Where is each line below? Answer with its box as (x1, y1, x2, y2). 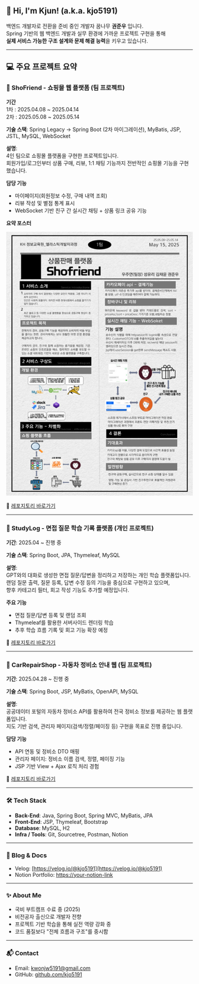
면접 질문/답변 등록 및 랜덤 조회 (14, 611, 86, 618)
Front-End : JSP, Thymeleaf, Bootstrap (14, 819, 108, 826)
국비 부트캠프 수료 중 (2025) (14, 905, 81, 913)
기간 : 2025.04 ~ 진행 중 (6, 539, 62, 546)
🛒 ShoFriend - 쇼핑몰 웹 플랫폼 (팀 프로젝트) (6, 84, 126, 92)
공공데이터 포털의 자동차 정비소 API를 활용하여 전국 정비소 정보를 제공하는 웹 (6, 708, 182, 715)
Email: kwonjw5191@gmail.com (14, 964, 91, 972)
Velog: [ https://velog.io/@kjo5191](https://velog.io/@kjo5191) (14, 865, 163, 872)
